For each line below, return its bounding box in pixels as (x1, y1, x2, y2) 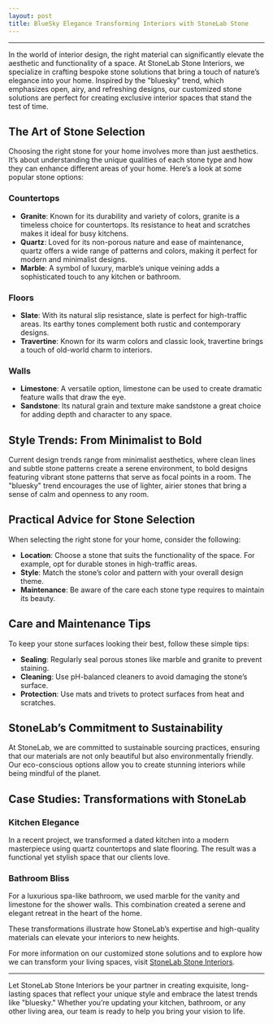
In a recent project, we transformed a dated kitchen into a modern (8, 835, 229, 845)
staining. (19, 663, 50, 673)
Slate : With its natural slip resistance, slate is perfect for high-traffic (19, 310, 248, 320)
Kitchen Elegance (8, 817, 80, 828)
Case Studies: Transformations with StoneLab (8, 792, 247, 806)
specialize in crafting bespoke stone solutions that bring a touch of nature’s (8, 67, 260, 76)
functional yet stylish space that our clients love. (8, 852, 171, 862)
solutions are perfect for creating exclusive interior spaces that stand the (8, 93, 252, 102)
